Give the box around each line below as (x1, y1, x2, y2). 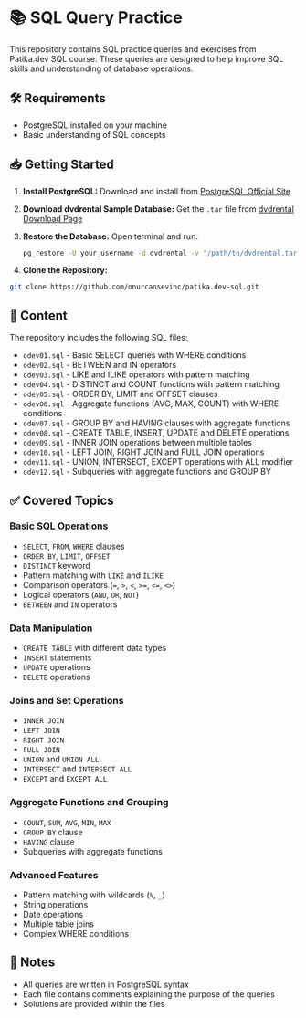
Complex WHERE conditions (22, 929, 130, 939)
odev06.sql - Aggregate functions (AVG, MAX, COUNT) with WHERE (22, 398, 280, 409)
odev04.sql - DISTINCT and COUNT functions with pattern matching (22, 379, 280, 390)
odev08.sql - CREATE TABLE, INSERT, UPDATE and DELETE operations (22, 427, 290, 438)
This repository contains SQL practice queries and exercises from (9, 43, 258, 55)
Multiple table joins (22, 918, 94, 929)
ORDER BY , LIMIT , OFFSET (22, 550, 111, 561)
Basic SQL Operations (9, 519, 109, 532)
